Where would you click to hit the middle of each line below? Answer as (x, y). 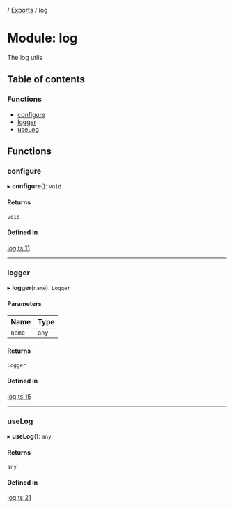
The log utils (25, 57)
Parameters (24, 303)
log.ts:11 (18, 248)
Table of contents (46, 79)
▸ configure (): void (34, 186)
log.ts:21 (19, 498)
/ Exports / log (28, 10)
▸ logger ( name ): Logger (39, 288)
